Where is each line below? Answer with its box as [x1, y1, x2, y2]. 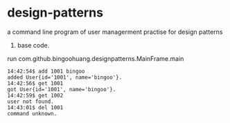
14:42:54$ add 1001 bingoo [7, 68, 85, 75]
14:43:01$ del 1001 [7, 104, 64, 111]
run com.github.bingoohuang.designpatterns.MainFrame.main [7, 54, 184, 63]
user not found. [7, 98, 54, 105]
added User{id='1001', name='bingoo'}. [7, 74, 123, 81]
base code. [17, 41, 50, 49]
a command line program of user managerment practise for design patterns [7, 28, 223, 36]
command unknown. [7, 110, 57, 117]
